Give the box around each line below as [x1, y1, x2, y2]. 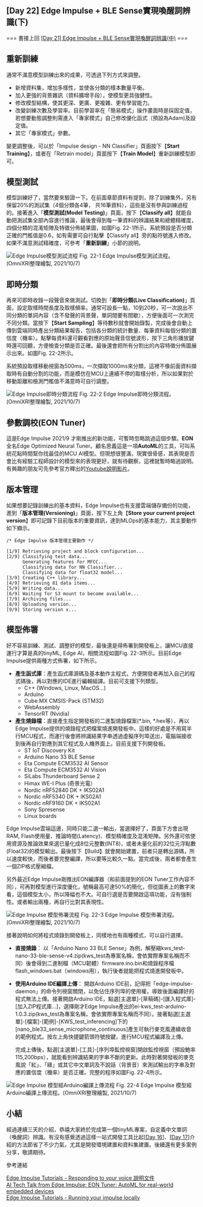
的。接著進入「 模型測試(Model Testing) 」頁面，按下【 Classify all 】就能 [6, 209, 187, 216]
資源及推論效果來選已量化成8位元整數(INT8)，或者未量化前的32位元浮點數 [11, 840, 196, 847]
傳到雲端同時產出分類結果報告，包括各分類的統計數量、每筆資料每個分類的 [6, 327, 192, 334]
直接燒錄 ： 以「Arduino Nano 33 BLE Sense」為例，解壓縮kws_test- [14, 944, 185, 951]
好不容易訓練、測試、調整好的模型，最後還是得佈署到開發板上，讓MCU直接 [6, 642, 194, 649]
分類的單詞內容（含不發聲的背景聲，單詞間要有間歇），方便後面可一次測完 [11, 311, 195, 319]
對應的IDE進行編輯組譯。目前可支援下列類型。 [47, 677, 162, 685]
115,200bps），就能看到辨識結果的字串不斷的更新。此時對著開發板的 [14, 1053, 184, 1060]
